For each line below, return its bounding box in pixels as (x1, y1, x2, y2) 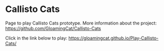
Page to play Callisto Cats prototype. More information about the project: (5, 20, 157, 26)
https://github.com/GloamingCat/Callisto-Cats (5, 25, 101, 31)
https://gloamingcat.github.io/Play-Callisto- (68, 35, 158, 41)
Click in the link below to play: (5, 35, 67, 41)
